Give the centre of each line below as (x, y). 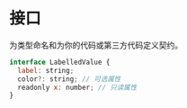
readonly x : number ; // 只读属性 (77, 87)
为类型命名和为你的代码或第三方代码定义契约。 (96, 45)
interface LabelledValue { (60, 62)
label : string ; (46, 70)
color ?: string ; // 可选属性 (69, 79)
